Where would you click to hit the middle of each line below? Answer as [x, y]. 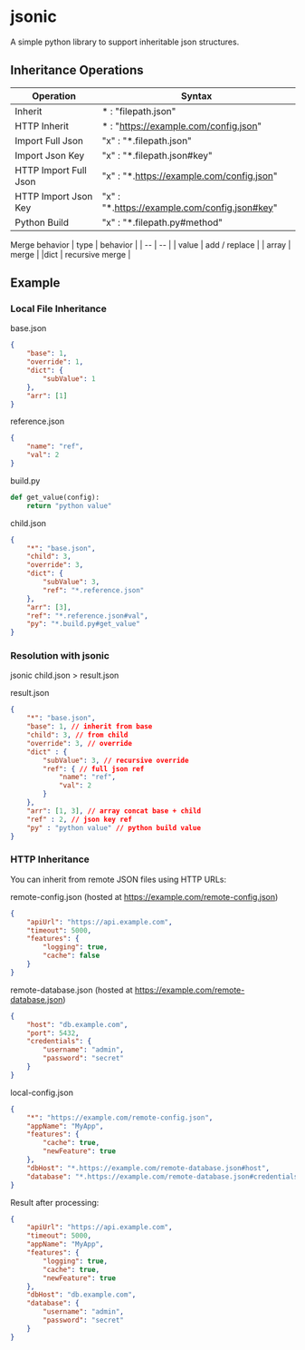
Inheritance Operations [77, 70]
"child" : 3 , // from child [77, 735]
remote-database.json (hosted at [72, 990]
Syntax [196, 95]
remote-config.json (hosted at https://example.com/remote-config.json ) [144, 896]
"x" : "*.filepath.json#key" [157, 155]
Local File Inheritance [58, 308]
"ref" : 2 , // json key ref [79, 819]
